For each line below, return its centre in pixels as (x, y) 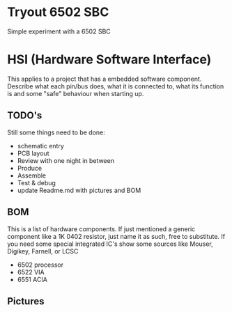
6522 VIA (31, 272)
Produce (30, 168)
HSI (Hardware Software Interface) (109, 60)
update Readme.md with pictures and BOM (79, 190)
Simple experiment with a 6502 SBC (59, 31)
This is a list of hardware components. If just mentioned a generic (101, 229)
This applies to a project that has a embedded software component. (105, 79)
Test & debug (36, 182)
